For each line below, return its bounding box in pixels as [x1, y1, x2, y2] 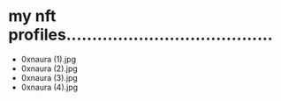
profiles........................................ [8, 25, 273, 45]
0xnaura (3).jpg [20, 72, 79, 83]
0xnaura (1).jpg [20, 54, 77, 64]
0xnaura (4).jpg [20, 82, 79, 92]
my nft [8, 6, 57, 26]
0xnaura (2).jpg [20, 63, 79, 74]
